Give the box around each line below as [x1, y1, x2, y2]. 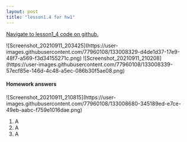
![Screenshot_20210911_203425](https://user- [6, 42, 118, 49]
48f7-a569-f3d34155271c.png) [6, 54, 82, 62]
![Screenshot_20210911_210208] [83, 54, 162, 62]
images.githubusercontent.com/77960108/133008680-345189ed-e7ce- [6, 100, 182, 107]
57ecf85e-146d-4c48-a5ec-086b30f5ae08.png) [6, 67, 125, 74]
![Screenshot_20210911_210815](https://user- [6, 93, 117, 101]
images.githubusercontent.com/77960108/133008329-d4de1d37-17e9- [6, 48, 180, 55]
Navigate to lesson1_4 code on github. [6, 30, 99, 37]
